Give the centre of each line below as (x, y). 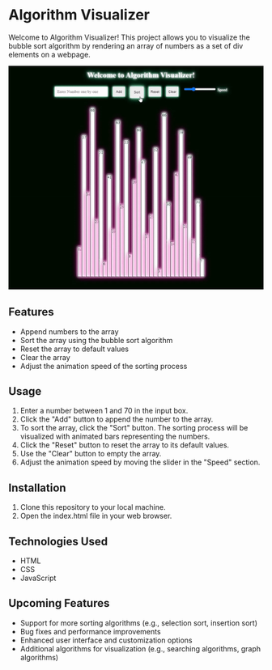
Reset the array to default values (74, 349)
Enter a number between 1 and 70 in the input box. (104, 411)
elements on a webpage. (49, 54)
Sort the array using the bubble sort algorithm (96, 340)
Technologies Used (58, 541)
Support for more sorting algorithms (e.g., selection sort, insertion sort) (138, 623)
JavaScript (38, 578)
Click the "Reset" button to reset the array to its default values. (124, 445)
